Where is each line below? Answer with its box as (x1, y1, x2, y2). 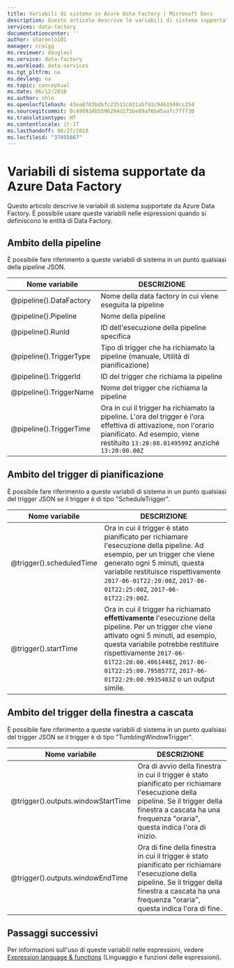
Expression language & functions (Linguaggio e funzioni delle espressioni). (7, 953, 221, 962)
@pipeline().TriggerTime (10, 424, 91, 433)
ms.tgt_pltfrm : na (7, 68, 61, 75)
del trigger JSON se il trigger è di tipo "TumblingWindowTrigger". (7, 732, 194, 741)
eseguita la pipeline (100, 300, 164, 310)
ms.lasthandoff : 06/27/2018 (7, 127, 89, 134)
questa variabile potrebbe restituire (104, 639, 219, 649)
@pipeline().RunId (10, 327, 70, 336)
